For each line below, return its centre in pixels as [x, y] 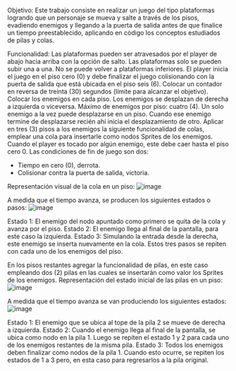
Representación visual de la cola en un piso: [71, 186]
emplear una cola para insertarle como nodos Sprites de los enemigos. [110, 136]
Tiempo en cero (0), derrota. [59, 165]
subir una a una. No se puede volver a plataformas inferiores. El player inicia [118, 69]
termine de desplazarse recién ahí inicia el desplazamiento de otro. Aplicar [116, 122]
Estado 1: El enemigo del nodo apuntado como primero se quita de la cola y [117, 221]
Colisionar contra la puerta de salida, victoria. [83, 173]
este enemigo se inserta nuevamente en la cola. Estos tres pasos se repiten [117, 244]
